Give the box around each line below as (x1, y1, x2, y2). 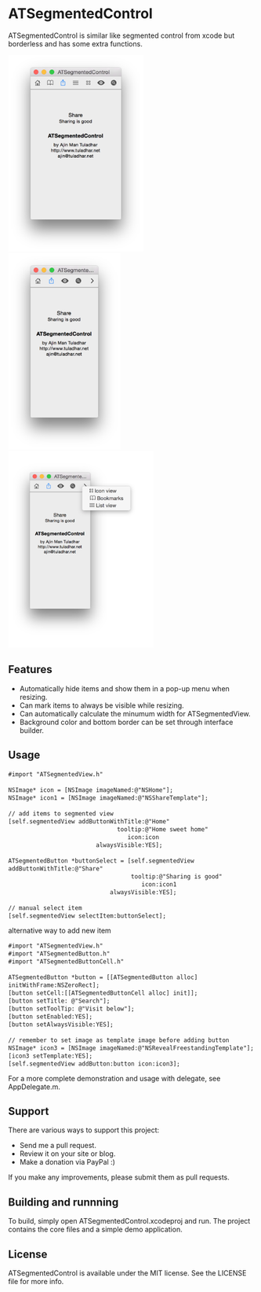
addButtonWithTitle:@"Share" (8, 864, 103, 873)
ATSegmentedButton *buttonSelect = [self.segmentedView (8, 856, 194, 865)
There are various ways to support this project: (8, 1125, 160, 1135)
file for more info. (8, 1277, 64, 1286)
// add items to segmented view (8, 809, 114, 818)
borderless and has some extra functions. (8, 39, 143, 48)
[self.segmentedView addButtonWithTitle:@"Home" (8, 817, 170, 826)
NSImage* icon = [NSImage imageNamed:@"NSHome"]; (8, 786, 174, 794)
